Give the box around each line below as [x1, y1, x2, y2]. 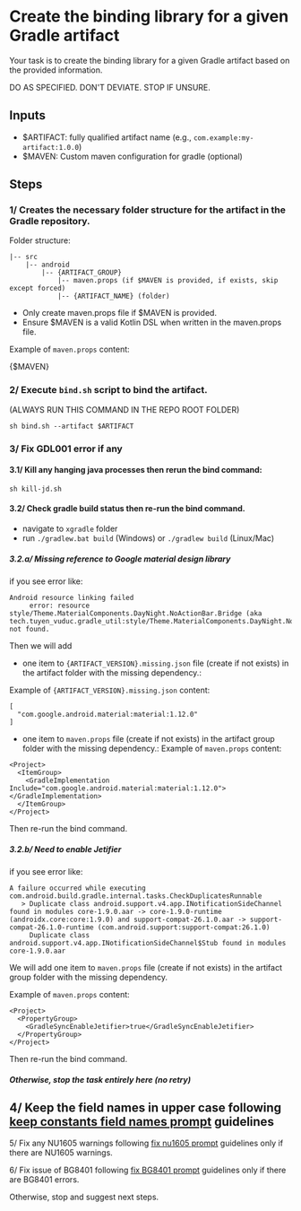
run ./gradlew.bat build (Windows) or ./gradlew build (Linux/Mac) [21, 533, 275, 544]
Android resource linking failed [9, 594, 134, 603]
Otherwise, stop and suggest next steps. [9, 1191, 159, 1203]
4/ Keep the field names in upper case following [9, 1100, 282, 1115]
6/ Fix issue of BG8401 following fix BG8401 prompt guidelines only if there [9, 1164, 287, 1176]
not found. [9, 625, 50, 634]
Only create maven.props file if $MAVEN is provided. [21, 308, 218, 318]
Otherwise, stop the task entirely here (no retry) [9, 1074, 191, 1085]
